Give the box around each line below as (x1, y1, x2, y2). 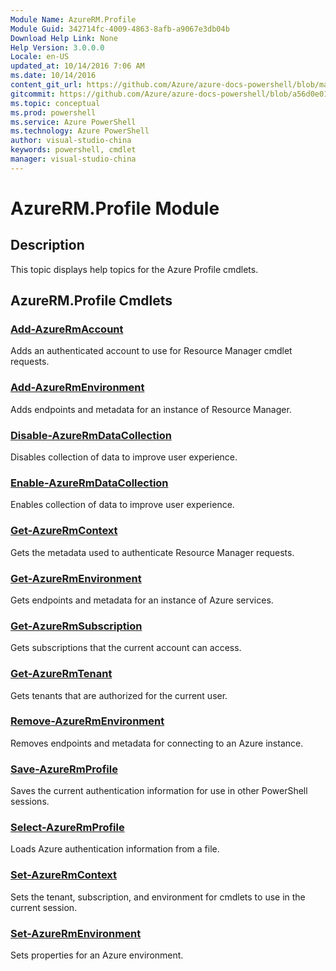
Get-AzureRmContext (10, 524, 118, 538)
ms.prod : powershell (10, 107, 97, 118)
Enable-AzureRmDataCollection (10, 476, 169, 490)
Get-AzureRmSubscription (10, 619, 143, 633)
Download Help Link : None (10, 33, 118, 43)
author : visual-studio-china (10, 136, 132, 146)
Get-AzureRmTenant (10, 667, 113, 681)
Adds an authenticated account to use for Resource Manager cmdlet (10, 345, 293, 357)
